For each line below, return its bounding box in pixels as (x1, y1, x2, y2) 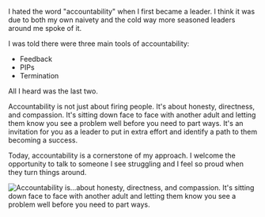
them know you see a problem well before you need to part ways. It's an (8, 119, 244, 128)
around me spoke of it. (8, 24, 82, 32)
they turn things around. (8, 168, 87, 177)
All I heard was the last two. (8, 86, 99, 96)
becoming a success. (8, 135, 78, 145)
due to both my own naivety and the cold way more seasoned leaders (8, 15, 236, 25)
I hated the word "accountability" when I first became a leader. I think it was (8, 7, 256, 16)
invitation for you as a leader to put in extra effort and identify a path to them (8, 127, 258, 136)
